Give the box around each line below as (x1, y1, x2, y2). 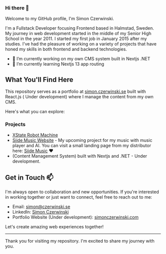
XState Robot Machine (12, 132, 58, 138)
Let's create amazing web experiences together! (5, 224, 104, 230)
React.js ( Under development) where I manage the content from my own (5, 94, 154, 100)
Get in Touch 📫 (5, 173, 54, 182)
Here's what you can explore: (5, 109, 65, 115)
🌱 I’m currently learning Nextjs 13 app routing (12, 61, 105, 67)
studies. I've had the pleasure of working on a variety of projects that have (5, 41, 157, 47)
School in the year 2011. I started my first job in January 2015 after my (5, 36, 147, 42)
